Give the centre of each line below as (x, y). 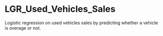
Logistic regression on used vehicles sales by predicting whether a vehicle (81, 23)
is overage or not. (23, 28)
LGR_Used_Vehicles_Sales (60, 9)
